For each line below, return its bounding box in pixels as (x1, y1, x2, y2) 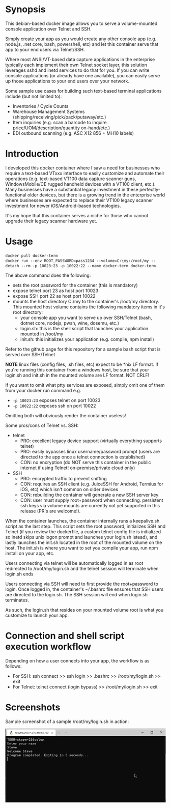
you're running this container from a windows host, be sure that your (5, 366, 149, 372)
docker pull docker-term (5, 253, 58, 258)
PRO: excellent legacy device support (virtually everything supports (20, 438, 162, 444)
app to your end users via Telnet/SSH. (5, 46, 85, 52)
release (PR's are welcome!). (20, 508, 81, 514)
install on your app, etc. (5, 550, 54, 556)
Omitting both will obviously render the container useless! (5, 412, 126, 418)
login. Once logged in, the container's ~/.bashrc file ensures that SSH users (5, 586, 164, 592)
